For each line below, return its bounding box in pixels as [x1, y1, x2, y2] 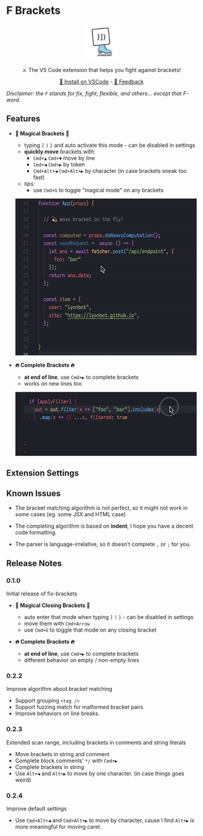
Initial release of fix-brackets [6, 590, 77, 597]
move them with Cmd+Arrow [24, 620, 90, 627]
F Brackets [6, 4, 61, 18]
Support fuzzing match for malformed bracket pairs [14, 704, 144, 711]
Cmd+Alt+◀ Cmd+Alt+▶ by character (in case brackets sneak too [33, 167, 187, 174]
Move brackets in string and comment [14, 750, 110, 757]
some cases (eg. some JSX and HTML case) [14, 511, 126, 518]
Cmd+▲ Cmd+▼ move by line [33, 154, 95, 161]
